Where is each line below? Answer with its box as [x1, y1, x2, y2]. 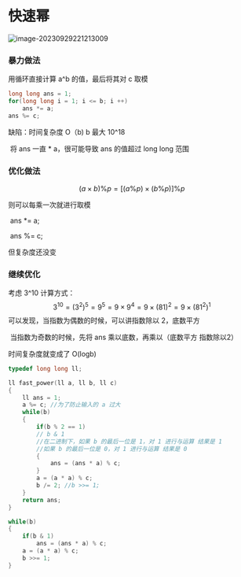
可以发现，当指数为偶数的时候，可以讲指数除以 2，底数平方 [8, 316, 200, 325]
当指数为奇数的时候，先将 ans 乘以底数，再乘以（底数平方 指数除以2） [9, 332, 238, 342]
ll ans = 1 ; [22, 394, 61, 401]
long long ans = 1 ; [8, 90, 72, 98]
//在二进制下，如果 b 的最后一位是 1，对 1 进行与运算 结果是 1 [36, 438, 222, 446]
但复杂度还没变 [8, 247, 57, 257]
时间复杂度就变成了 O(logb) [8, 349, 97, 358]
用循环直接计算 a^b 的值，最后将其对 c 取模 [8, 74, 148, 83]
